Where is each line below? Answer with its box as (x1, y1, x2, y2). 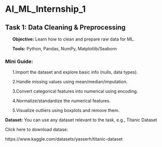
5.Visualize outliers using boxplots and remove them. (12, 108, 120, 113)
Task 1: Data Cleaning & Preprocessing (5, 23, 126, 32)
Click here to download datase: (5, 127, 68, 133)
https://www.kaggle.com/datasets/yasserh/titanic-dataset (5, 136, 123, 142)
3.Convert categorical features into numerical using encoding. (12, 88, 138, 94)
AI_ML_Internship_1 (5, 3, 86, 15)
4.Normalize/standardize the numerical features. (12, 98, 111, 104)
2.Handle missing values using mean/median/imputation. (12, 79, 128, 85)
